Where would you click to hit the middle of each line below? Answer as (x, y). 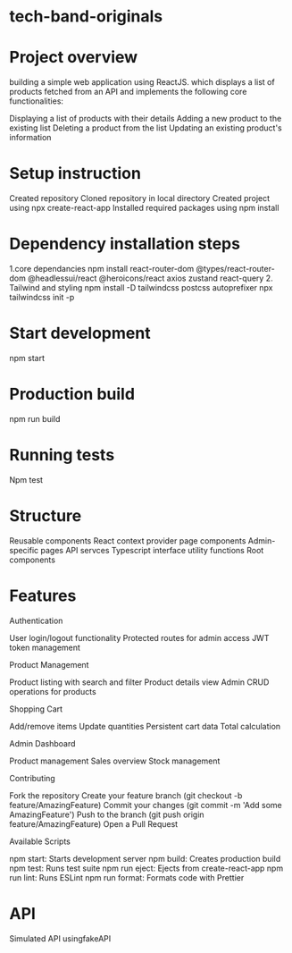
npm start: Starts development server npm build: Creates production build (145, 858)
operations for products (53, 691)
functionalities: (37, 101)
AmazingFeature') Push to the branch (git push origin (107, 814)
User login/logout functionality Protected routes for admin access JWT (139, 637)
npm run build (35, 418)
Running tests (62, 455)
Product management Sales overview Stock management (115, 761)
